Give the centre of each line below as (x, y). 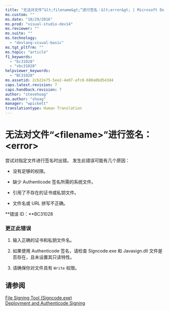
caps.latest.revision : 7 (31, 85)
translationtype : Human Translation (44, 108)
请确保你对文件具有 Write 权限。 (46, 268)
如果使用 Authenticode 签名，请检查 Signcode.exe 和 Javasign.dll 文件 (85, 251)
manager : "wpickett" (27, 104)
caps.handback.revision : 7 (33, 89)
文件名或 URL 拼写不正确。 (40, 203)
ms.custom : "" (20, 15)
